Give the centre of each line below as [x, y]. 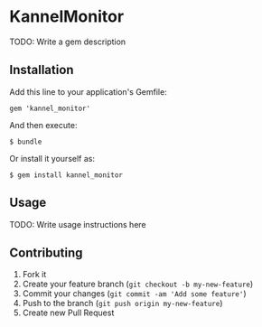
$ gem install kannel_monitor [66, 175]
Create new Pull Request [68, 313]
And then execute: [43, 125]
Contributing [46, 252]
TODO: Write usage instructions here [78, 224]
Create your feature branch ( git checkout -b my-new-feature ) [138, 284]
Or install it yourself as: [52, 158]
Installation [42, 70]
